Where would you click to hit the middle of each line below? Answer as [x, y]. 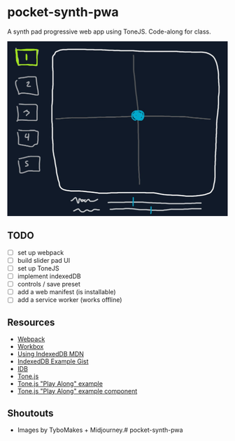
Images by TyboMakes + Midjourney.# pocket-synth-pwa [100, 430]
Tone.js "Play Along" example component [77, 391]
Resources [31, 322]
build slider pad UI [44, 260]
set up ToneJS [38, 268]
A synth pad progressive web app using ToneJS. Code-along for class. [109, 31]
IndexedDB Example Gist [53, 361]
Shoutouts [30, 413]
